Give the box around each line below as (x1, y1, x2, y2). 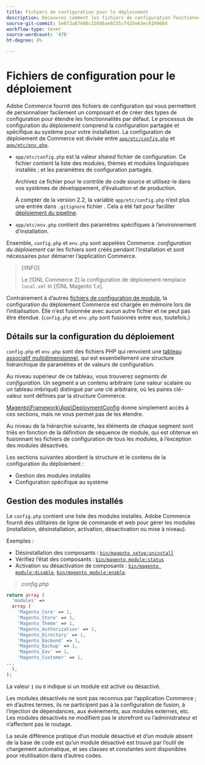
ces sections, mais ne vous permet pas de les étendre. (6, 410, 144, 417)
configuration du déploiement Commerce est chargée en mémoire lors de (6, 301, 192, 308)
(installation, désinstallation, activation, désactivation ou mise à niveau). (6, 525, 187, 532)
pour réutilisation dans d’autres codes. (6, 752, 103, 759)
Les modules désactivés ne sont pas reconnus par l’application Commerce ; (6, 694, 197, 701)
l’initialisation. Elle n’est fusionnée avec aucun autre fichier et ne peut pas (6, 307, 191, 315)
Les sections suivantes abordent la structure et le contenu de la (6, 453, 166, 461)
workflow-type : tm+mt (6, 26, 62, 32)
